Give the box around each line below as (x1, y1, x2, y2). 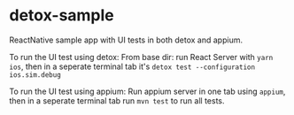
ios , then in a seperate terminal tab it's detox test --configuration (9, 61, 255, 72)
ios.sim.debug (9, 70, 62, 80)
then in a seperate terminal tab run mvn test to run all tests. (9, 95, 225, 106)
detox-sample (9, 5, 115, 26)
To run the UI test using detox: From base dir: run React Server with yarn (9, 51, 274, 62)
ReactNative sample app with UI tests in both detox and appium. (9, 34, 244, 45)
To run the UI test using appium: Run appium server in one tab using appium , (9, 86, 286, 96)
